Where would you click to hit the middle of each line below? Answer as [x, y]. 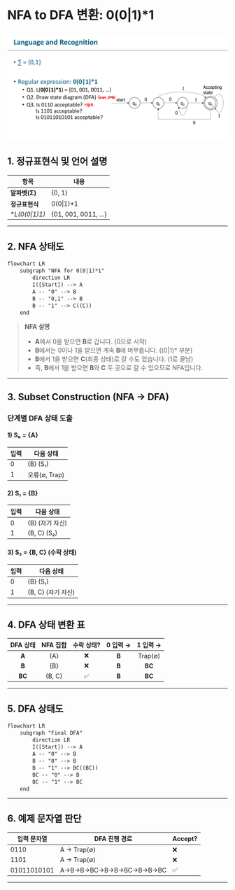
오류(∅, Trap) [46, 474]
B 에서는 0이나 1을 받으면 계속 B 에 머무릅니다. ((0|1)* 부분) [114, 351]
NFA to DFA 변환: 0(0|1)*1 [81, 15]
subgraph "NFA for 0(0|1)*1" [62, 271]
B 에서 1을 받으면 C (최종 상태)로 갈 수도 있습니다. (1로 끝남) [114, 359]
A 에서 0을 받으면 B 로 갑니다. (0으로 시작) [91, 341]
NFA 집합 [54, 644]
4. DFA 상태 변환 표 [46, 625]
